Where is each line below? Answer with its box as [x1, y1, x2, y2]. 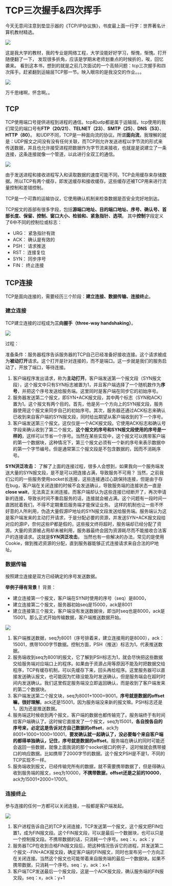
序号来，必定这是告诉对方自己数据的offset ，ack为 [12, 725, 119, 731]
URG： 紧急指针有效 [12, 230, 55, 236]
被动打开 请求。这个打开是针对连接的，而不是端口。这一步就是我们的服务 [10, 357, 162, 364]
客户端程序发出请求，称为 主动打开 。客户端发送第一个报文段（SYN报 [12, 375, 157, 381]
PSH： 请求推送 [12, 242, 46, 249]
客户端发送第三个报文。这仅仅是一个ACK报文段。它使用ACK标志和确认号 [12, 420, 166, 426]
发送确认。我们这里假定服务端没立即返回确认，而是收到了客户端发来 [21, 680, 165, 686]
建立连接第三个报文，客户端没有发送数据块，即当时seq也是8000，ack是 [12, 608, 165, 614]
